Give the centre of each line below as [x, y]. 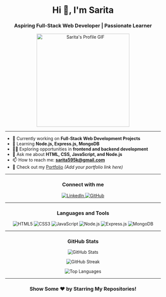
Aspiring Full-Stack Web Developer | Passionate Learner [83, 26]
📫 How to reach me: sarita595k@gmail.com [59, 160]
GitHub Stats [83, 241]
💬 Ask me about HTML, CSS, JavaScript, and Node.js [67, 154]
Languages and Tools [83, 213]
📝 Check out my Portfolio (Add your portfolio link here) [68, 167]
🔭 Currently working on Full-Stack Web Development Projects [76, 139]
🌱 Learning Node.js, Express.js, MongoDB [56, 144]
